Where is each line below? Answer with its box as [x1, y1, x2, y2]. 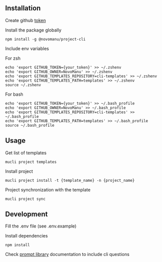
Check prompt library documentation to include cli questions [5, 251, 130, 257]
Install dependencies [5, 233, 48, 239]
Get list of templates [5, 150, 47, 156]
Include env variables [5, 45, 49, 52]
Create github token [5, 17, 46, 23]
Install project [5, 168, 33, 174]
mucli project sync [5, 196, 46, 201]
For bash [5, 91, 23, 97]
